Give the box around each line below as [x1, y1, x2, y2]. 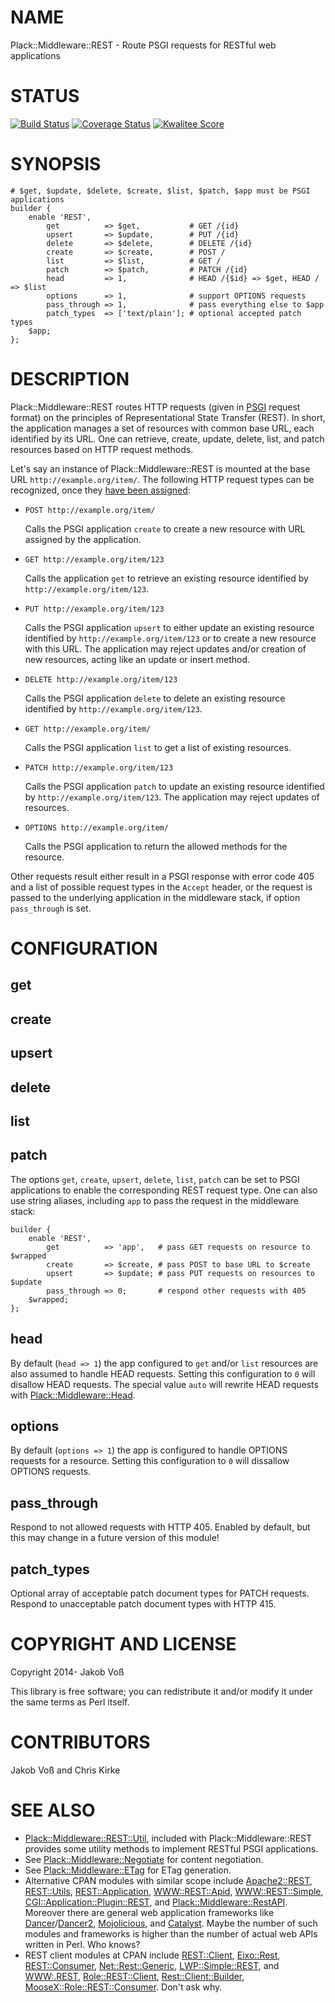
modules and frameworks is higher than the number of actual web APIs [24, 1927, 318, 1940]
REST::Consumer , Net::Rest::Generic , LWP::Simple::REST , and [24, 1959, 280, 1971]
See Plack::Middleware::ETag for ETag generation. [24, 1864, 232, 1876]
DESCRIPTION [10, 368, 130, 390]
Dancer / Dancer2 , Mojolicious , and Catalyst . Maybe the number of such [24, 1917, 318, 1929]
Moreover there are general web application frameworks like [24, 1906, 275, 1918]
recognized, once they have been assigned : [10, 484, 191, 496]
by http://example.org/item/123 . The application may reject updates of [24, 791, 320, 803]
